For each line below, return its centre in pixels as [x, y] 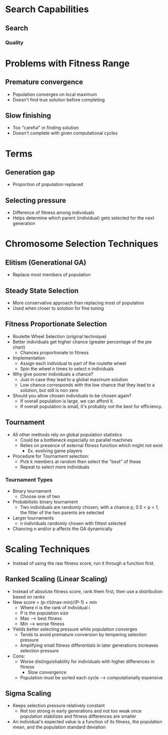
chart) [19, 347]
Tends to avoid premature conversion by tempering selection [83, 634]
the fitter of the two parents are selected [62, 512]
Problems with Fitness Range [68, 63]
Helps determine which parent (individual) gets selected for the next [83, 218]
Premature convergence [44, 82]
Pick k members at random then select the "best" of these [80, 461]
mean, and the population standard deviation [59, 727]
